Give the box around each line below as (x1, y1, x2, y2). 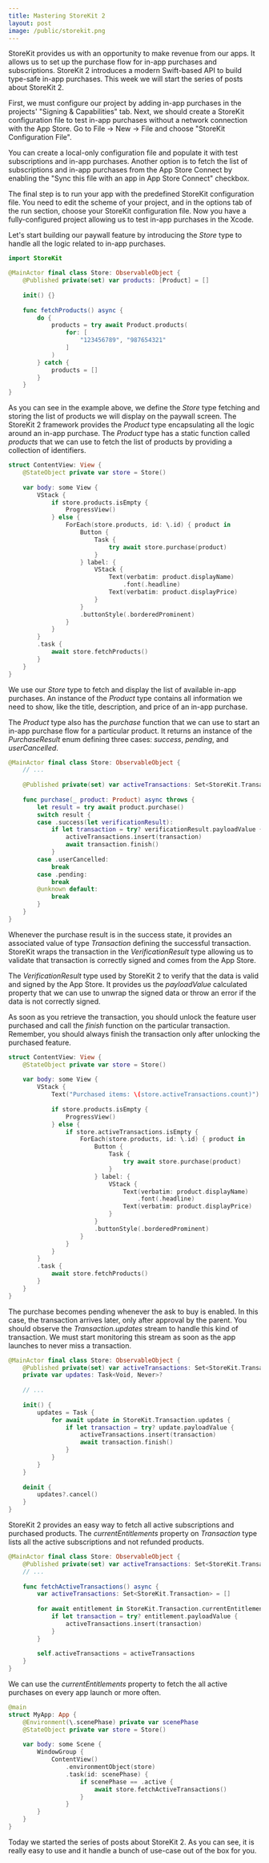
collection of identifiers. (8, 446, 86, 455)
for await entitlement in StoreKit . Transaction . (37, 1605, 203, 1613)
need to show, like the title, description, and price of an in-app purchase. (8, 702, 248, 711)
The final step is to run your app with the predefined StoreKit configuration (8, 190, 255, 199)
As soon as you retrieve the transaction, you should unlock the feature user (8, 1012, 257, 1021)
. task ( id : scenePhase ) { (65, 1770, 149, 1779)
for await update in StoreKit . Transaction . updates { (50, 1416, 231, 1424)
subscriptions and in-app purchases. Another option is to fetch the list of (8, 157, 248, 166)
